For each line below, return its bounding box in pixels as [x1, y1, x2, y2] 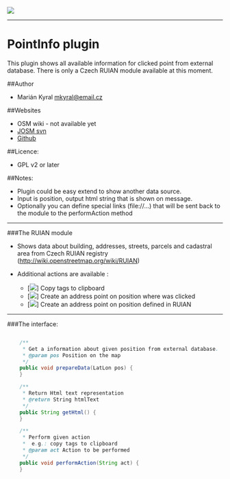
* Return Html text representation [22, 390, 125, 397]
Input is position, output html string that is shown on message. [16, 194, 193, 202]
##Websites [7, 106, 41, 114]
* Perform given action [22, 434, 90, 441]
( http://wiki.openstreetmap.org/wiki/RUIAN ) [16, 256, 140, 265]
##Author [7, 79, 34, 88]
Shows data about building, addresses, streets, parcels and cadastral [16, 242, 212, 250]
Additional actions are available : [16, 269, 109, 278]
